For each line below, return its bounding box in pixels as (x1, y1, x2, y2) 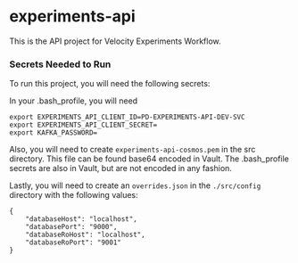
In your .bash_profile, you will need (9, 95, 138, 106)
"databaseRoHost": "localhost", (25, 230, 145, 240)
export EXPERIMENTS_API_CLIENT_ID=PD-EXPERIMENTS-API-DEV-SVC (9, 113, 245, 122)
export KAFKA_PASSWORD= (9, 128, 98, 137)
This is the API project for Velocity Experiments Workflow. (9, 36, 221, 46)
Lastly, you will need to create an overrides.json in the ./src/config (9, 180, 261, 191)
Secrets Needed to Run (9, 58, 112, 70)
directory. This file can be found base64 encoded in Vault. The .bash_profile (9, 153, 290, 164)
